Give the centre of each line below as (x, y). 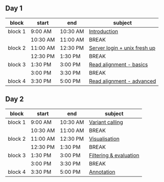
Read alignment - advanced (122, 81)
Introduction (103, 31)
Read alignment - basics (118, 64)
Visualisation (104, 139)
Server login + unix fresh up (122, 48)
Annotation (102, 172)
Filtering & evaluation (114, 155)
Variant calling (106, 122)
